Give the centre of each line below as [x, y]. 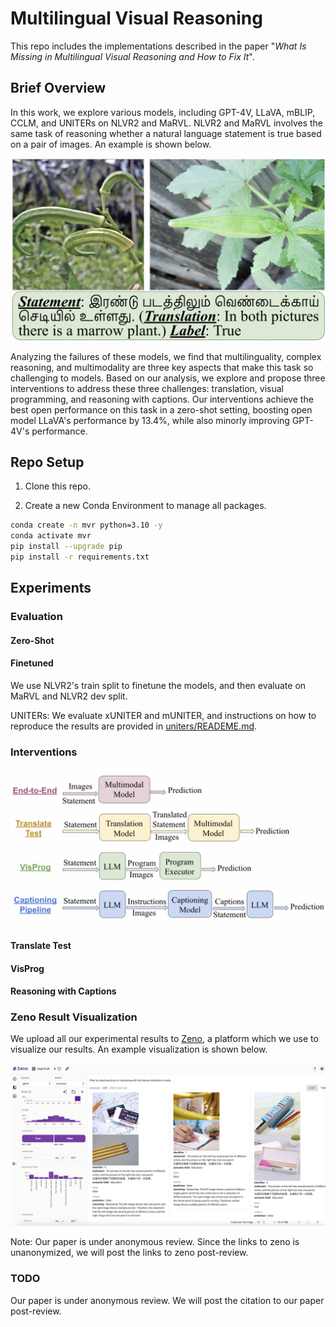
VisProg [27, 968]
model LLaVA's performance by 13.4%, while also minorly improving [150, 420]
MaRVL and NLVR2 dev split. [69, 696]
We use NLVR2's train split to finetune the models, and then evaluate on [158, 686]
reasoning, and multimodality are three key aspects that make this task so [162, 367]
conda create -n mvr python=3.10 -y [86, 525]
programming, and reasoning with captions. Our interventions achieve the [162, 399]
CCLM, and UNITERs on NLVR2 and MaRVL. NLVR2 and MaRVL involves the [166, 123]
